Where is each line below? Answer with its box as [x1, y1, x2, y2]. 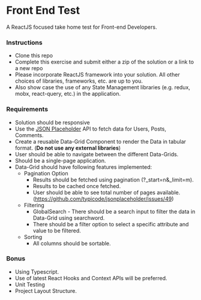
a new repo [14, 65, 43, 72]
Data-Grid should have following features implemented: [14, 163, 152, 171]
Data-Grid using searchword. [32, 214, 105, 222]
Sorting [23, 233, 43, 240]
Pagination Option [23, 169, 68, 177]
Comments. [14, 131, 44, 138]
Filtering [23, 201, 45, 208]
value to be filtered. [32, 227, 81, 234]
